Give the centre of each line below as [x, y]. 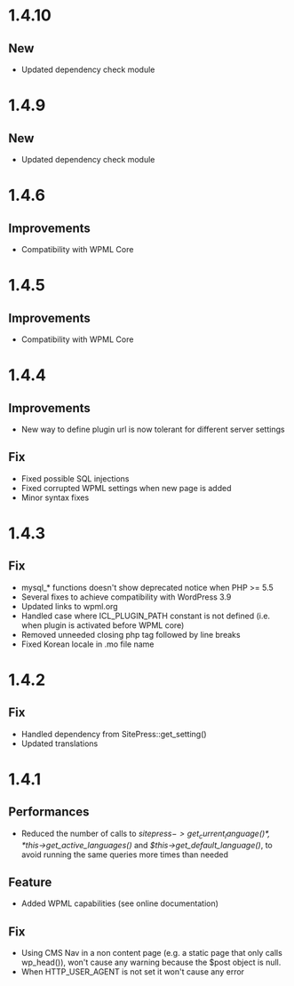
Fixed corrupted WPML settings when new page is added [126, 488]
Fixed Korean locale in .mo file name [87, 644]
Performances [49, 812]
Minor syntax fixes [55, 497]
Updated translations [60, 743]
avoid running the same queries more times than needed [124, 855]
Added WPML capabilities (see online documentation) [120, 903]
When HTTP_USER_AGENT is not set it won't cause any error [133, 972]
